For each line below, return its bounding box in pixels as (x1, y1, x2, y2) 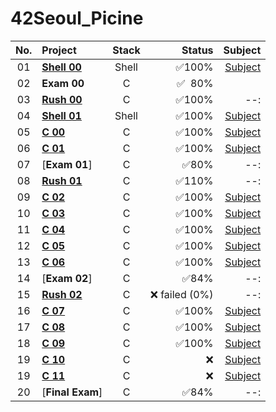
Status (181, 43, 214, 57)
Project (41, 43, 77, 57)
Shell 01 (41, 108, 82, 122)
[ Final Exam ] (41, 385, 103, 399)
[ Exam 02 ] (41, 271, 93, 285)
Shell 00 (41, 60, 82, 74)
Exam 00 (41, 76, 85, 90)
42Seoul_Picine (10, 7, 144, 30)
